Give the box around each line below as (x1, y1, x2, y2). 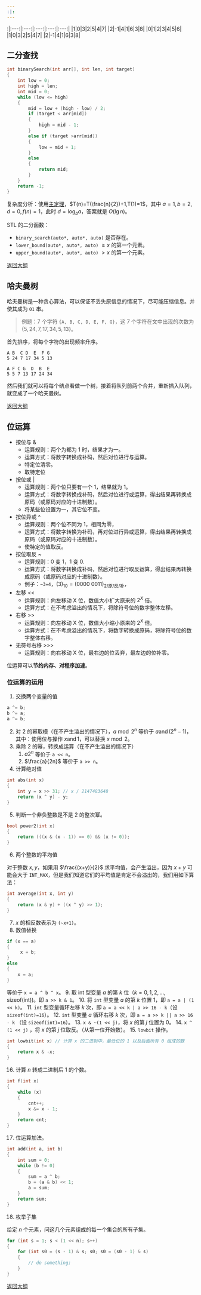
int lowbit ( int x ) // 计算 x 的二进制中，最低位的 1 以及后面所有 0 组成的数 (7, 1038, 185, 1044)
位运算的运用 (7, 679, 44, 687)
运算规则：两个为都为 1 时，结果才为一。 (24, 446, 124, 453)
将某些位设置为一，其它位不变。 (24, 505, 103, 513)
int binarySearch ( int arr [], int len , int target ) (7, 66, 135, 72)
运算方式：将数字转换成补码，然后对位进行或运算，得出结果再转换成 (24, 490, 192, 498)
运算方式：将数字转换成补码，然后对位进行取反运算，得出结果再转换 (24, 565, 192, 572)
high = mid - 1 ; (38, 122, 79, 128)
